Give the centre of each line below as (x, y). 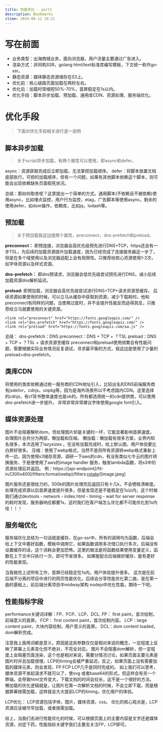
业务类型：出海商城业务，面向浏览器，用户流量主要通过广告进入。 (78, 58)
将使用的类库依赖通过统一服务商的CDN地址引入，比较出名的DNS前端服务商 (80, 384)
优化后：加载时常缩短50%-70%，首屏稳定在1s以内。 (65, 89)
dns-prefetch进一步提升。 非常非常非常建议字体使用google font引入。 (75, 402)
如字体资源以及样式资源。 (31, 264)
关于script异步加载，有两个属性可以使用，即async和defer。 (76, 161)
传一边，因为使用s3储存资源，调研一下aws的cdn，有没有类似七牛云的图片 (79, 456)
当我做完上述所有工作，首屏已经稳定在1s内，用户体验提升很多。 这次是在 (78, 573)
